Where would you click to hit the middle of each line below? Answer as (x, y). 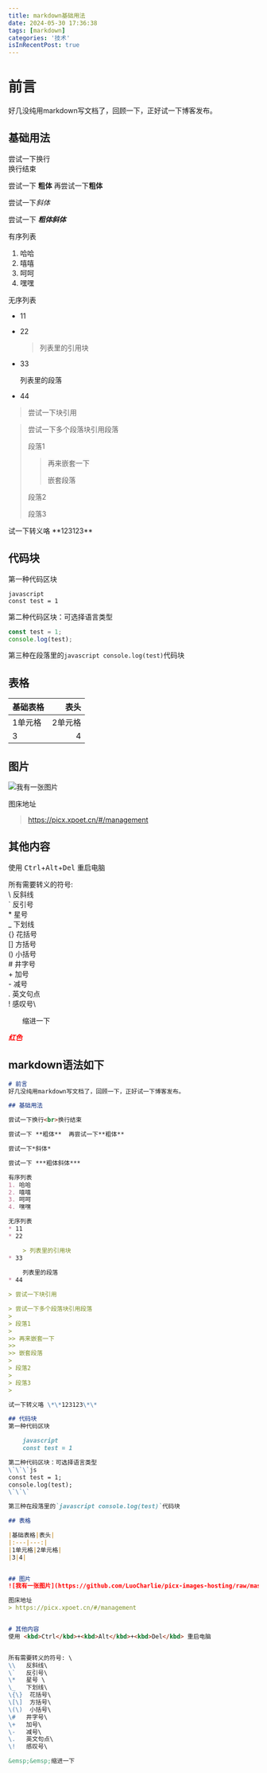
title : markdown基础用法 (47, 16)
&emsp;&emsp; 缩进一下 (42, 1761)
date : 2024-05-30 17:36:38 (53, 23)
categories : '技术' (39, 38)
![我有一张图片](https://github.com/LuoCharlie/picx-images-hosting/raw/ (129, 1586)
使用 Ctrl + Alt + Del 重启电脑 (57, 867)
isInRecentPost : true (44, 45)
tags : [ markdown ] (37, 30)
